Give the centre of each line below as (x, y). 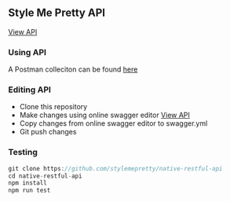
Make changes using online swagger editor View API (105, 115)
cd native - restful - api (45, 176)
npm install (27, 183)
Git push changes (48, 132)
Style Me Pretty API (57, 13)
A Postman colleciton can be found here (73, 69)
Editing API (29, 90)
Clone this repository (53, 107)
